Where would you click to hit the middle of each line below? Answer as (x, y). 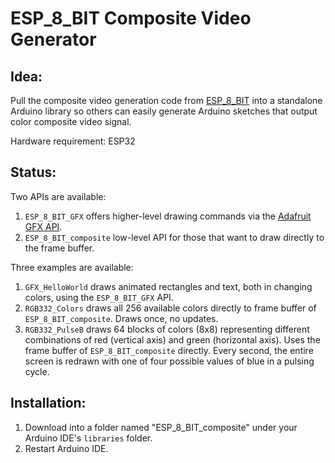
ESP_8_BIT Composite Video (131, 18)
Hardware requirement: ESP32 (73, 141)
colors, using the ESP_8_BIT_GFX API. (99, 297)
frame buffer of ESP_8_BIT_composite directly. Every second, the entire (169, 350)
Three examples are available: (72, 267)
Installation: (48, 403)
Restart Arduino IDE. (66, 448)
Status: (33, 172)
